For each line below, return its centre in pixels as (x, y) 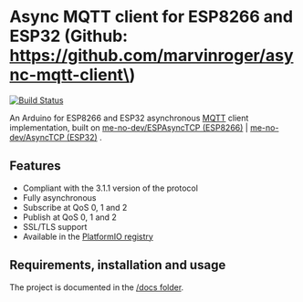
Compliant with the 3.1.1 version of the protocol (110, 188)
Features (35, 166)
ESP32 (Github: (69, 36)
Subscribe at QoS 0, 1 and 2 (75, 207)
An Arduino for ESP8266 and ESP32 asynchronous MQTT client (129, 118)
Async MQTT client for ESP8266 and (151, 17)
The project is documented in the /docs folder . (97, 287)
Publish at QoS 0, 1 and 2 (69, 217)
